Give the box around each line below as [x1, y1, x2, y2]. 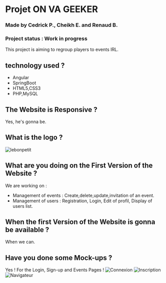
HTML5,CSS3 [12, 85, 41, 91]
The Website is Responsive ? [5, 105, 97, 114]
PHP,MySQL [12, 91, 38, 97]
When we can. [5, 239, 35, 245]
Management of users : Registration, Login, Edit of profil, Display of [12, 198, 152, 204]
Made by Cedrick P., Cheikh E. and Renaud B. [5, 22, 118, 29]
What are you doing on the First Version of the [5, 161, 153, 170]
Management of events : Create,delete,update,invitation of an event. [12, 192, 155, 198]
